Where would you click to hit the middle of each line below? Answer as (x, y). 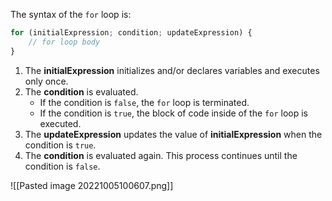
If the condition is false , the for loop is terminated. (144, 102)
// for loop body (64, 42)
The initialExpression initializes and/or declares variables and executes (172, 70)
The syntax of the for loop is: (71, 14)
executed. (60, 123)
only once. (46, 81)
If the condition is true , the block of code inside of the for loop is (173, 113)
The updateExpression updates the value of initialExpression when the (173, 134)
